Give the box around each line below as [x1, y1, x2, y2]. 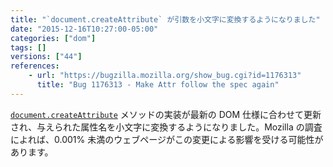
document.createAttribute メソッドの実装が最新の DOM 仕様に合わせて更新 [10, 108, 322, 120]
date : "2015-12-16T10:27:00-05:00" [10, 24, 159, 34]
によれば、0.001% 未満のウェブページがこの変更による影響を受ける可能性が [10, 133, 324, 145]
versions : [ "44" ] [10, 52, 83, 62]
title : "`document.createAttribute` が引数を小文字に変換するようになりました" [10, 14, 321, 25]
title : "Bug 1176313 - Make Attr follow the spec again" [36, 80, 280, 90]
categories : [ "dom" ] [10, 33, 97, 43]
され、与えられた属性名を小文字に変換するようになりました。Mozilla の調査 [10, 121, 323, 133]
